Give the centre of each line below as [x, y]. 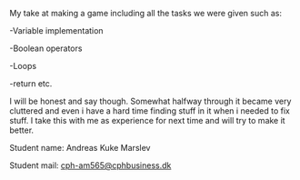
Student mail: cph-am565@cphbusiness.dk [90, 165]
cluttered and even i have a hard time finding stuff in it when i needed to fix [150, 111]
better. [22, 130]
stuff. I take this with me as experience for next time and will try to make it [147, 120]
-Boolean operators [46, 48]
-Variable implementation [56, 30]
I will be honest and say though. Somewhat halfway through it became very [150, 101]
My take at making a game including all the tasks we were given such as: [145, 13]
